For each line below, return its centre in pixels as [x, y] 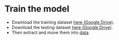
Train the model [37, 9]
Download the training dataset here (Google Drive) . [63, 22]
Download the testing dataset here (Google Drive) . [62, 27]
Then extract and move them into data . [50, 32]
